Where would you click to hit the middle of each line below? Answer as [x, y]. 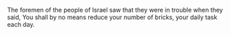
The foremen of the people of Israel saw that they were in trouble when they [115, 10]
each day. [21, 24]
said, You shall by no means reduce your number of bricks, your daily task [112, 17]
